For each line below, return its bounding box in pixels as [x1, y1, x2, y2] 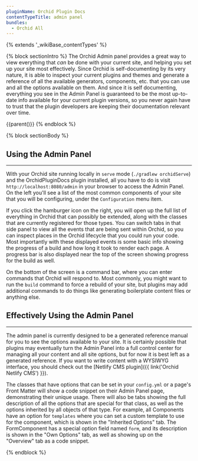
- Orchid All [11, 25, 44, 31]
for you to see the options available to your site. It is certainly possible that [6, 338, 187, 345]
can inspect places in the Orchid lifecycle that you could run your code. [6, 232, 180, 239]
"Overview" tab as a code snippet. [6, 437, 90, 444]
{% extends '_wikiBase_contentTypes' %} [6, 41, 107, 48]
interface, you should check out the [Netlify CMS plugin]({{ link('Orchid [6, 363, 179, 370]
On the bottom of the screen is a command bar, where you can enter [6, 269, 173, 276]
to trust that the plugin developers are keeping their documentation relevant [6, 103, 190, 110]
